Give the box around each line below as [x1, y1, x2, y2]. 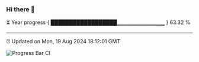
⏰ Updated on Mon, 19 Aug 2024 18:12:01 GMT [6, 38, 120, 45]
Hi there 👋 [6, 5, 36, 13]
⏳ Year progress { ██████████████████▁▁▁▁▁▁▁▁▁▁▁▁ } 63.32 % [6, 19, 191, 26]
